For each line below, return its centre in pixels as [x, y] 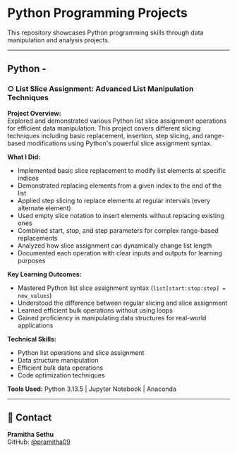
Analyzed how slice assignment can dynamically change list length [115, 246]
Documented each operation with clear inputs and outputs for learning [120, 253]
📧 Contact [30, 418]
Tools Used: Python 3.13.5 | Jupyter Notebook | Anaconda [92, 389]
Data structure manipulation [58, 360]
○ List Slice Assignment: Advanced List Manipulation [101, 89]
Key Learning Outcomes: [45, 274]
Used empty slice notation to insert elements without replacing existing [121, 215]
